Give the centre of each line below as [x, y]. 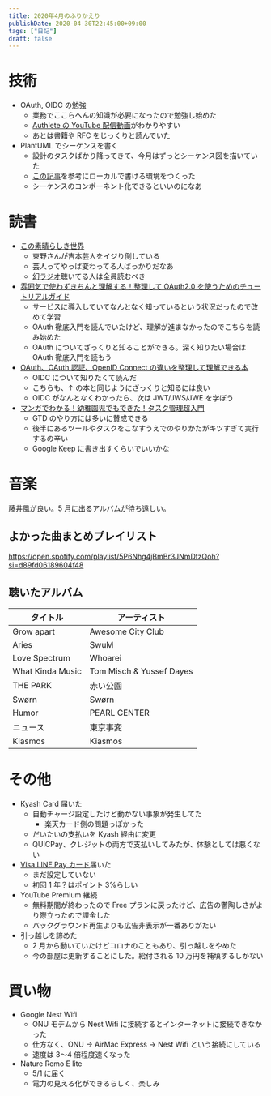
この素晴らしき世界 [52, 246]
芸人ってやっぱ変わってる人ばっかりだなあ [103, 266]
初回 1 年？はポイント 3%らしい [85, 884]
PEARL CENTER [119, 713]
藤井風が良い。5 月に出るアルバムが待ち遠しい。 [90, 508]
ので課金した [89, 915]
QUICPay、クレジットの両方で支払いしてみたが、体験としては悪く [142, 844]
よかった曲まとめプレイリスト [83, 536]
